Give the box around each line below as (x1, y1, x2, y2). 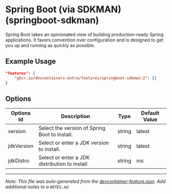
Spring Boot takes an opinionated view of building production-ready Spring (5, 31, 164, 37)
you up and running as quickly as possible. (5, 42, 96, 48)
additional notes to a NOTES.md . (5, 184, 70, 190)
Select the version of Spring (38, 124, 106, 132)
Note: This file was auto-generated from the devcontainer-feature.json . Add (5, 178, 166, 185)
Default (141, 110, 160, 117)
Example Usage (5, 57, 56, 66)
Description (60, 113, 91, 120)
